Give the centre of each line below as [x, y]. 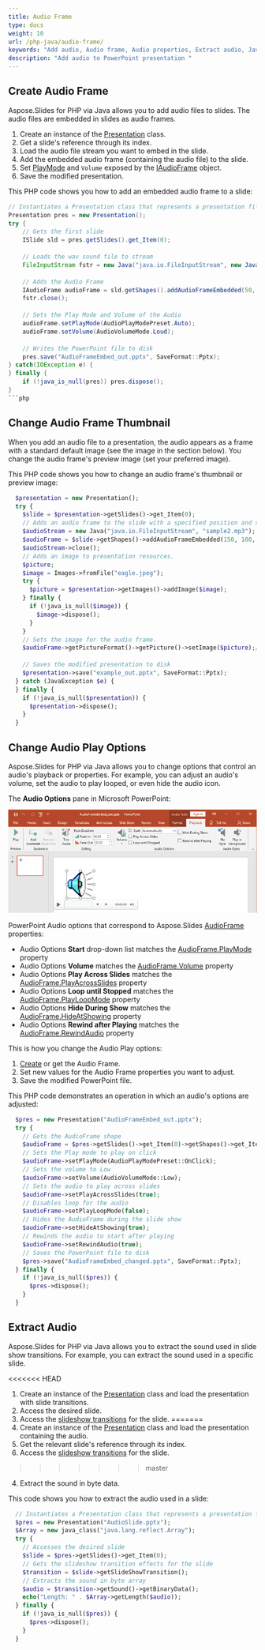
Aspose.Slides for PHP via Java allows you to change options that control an [132, 766]
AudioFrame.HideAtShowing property [80, 1016]
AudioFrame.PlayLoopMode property [80, 999]
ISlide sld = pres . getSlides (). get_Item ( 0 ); [97, 240]
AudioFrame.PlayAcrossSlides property [83, 983]
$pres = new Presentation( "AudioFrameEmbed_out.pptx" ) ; [109, 1119]
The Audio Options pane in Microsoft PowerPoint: [90, 799]
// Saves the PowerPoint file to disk [86, 1253]
